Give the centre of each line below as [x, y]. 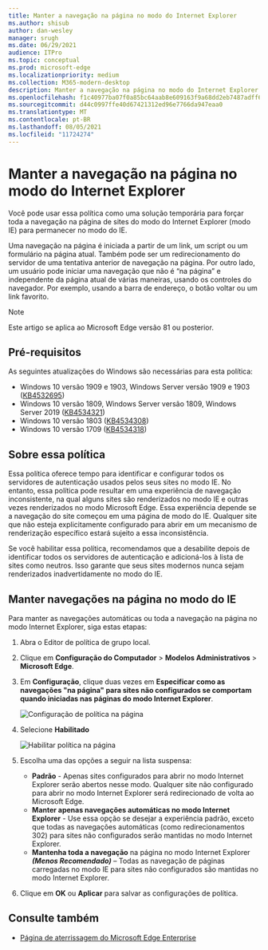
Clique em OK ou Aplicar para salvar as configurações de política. [129, 893]
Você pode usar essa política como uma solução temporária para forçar [126, 213]
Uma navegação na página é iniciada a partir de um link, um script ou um [128, 245]
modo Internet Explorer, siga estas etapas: [78, 627]
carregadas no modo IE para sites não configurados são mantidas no [145, 869]
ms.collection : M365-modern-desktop [69, 82]
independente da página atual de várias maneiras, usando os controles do [130, 279]
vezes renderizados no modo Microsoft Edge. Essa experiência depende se [132, 508]
